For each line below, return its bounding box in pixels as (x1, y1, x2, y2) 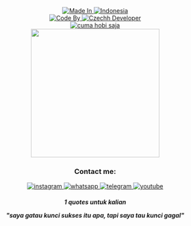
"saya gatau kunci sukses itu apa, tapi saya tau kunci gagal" (6, 211, 184, 219)
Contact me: (74, 166, 116, 176)
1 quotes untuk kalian (64, 198, 127, 206)
